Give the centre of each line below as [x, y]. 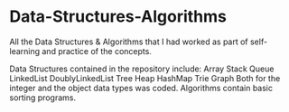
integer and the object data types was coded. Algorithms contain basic [141, 88]
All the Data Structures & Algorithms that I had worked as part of [129, 42]
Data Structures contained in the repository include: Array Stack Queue [142, 69]
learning [25, 51]
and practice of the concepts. [97, 51]
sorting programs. [43, 98]
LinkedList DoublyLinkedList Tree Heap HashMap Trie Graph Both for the [145, 78]
